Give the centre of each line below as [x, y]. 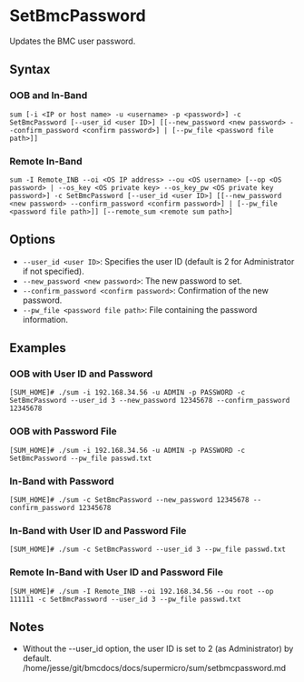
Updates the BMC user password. [73, 41]
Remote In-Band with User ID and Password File [117, 572]
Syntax [30, 70]
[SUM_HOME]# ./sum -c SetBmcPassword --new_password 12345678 [129, 500]
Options [33, 240]
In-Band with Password [62, 481]
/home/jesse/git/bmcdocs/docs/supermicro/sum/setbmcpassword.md [154, 668]
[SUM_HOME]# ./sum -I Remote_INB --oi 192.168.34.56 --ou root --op [142, 591]
